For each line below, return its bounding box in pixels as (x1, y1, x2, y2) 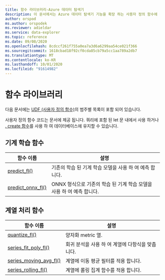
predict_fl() (7, 168, 33, 174)
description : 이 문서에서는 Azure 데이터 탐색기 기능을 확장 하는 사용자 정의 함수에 (5, 12, 158, 17)
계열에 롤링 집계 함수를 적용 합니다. (65, 266, 141, 273)
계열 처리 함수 (5, 206, 44, 215)
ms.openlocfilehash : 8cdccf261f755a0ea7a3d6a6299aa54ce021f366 (5, 44, 137, 49)
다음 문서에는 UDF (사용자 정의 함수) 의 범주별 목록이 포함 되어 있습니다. (5, 106, 141, 112)
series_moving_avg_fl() (7, 257, 61, 264)
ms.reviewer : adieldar (5, 26, 52, 30)
